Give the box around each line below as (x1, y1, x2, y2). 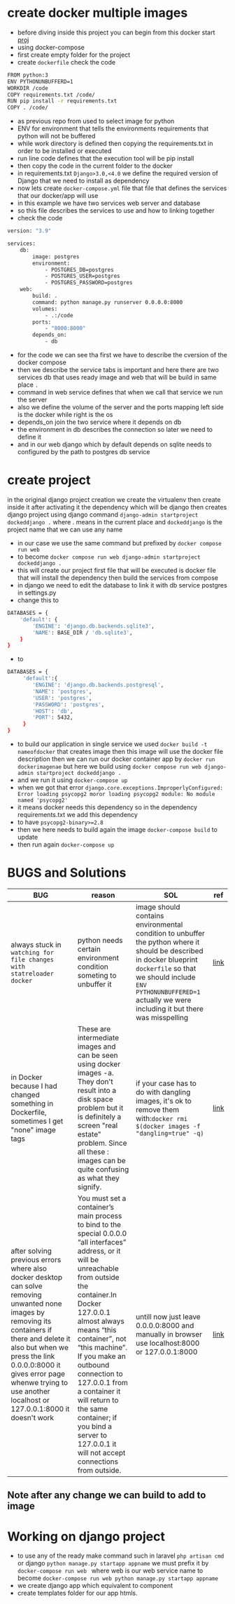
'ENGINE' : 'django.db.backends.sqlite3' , (32, 623, 155, 630)
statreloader (10, 969, 55, 977)
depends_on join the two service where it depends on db (17, 418, 182, 426)
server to (77, 1430, 107, 1440)
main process (77, 1211, 122, 1221)
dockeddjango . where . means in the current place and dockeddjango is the (7, 518, 222, 526)
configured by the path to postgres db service (17, 448, 150, 456)
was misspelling (136, 1012, 189, 1022)
